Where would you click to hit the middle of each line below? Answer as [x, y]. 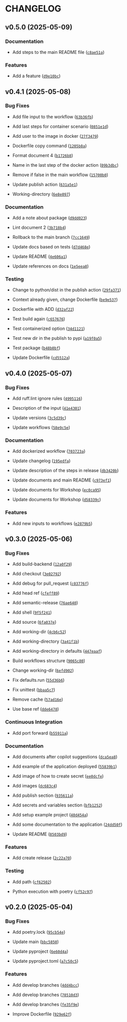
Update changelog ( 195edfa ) [41, 461]
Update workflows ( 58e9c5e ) [41, 428]
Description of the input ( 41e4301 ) [47, 408]
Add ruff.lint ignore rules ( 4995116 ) [47, 398]
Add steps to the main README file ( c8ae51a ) [58, 52]
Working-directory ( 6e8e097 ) [41, 194]
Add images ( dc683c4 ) [35, 786]
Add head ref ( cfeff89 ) [36, 593]
